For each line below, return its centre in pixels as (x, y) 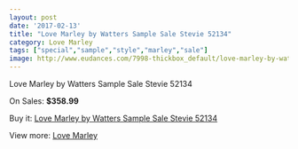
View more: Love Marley (54, 135)
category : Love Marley (51, 42)
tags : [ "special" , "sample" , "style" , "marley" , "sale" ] (109, 51)
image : (21, 59)
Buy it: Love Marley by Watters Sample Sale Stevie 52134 (114, 118)
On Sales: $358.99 (44, 101)
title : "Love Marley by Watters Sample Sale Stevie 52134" (121, 34)
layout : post (33, 17)
